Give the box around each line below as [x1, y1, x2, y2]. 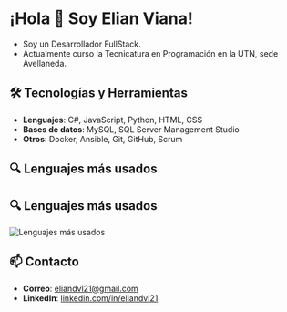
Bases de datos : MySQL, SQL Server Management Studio [22, 123, 240, 135]
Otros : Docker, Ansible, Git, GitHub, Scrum [22, 133, 183, 144]
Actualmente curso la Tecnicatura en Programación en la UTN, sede [22, 47, 279, 58]
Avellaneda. [22, 57, 67, 68]
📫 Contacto [9, 255, 79, 270]
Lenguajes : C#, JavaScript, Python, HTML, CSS [22, 114, 203, 125]
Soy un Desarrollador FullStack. [22, 38, 141, 49]
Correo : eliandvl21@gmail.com [22, 283, 138, 294]
